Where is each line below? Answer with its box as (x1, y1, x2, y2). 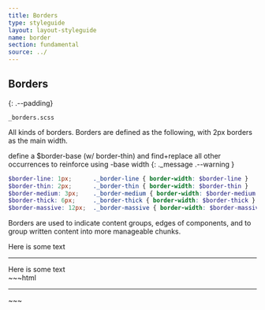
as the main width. (8, 136, 69, 145)
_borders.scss (8, 114, 55, 121)
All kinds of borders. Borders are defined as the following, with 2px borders (8, 127, 253, 136)
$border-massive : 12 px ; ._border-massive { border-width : (8, 204, 207, 212)
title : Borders (8, 11, 58, 20)
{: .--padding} (8, 98, 54, 107)
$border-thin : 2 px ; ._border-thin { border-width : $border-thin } (8, 182, 248, 190)
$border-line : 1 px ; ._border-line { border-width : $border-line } (8, 174, 248, 182)
